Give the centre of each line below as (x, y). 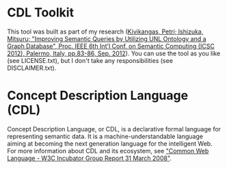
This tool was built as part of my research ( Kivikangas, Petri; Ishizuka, (105, 31)
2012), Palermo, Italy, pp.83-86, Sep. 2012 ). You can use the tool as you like (114, 53)
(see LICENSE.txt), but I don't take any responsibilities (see (90, 60)
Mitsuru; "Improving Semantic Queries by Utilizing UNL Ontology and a (107, 38)
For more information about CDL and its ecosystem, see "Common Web (108, 151)
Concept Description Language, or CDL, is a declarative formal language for (114, 129)
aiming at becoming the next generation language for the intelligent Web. (110, 143)
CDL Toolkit (40, 13)
